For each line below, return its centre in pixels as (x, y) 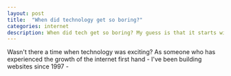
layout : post (26, 13)
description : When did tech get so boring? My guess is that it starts (112, 33)
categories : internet (38, 26)
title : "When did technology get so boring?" (75, 20)
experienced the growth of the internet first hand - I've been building (104, 60)
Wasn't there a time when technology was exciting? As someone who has (111, 52)
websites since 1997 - (38, 66)
